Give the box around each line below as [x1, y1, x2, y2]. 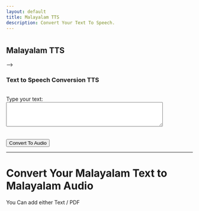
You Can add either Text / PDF [6, 199, 80, 206]
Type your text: [6, 95, 43, 103]
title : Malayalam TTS [6, 14, 60, 20]
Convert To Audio [9, 140, 47, 146]
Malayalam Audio [6, 179, 94, 193]
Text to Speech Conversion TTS [6, 75, 99, 84]
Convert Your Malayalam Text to [6, 167, 168, 180]
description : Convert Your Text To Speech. [6, 20, 115, 25]
